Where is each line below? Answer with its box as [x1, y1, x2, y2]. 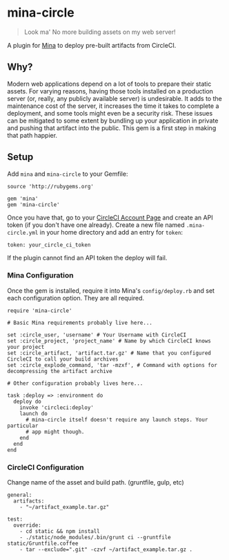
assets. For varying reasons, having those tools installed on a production [7, 87, 214, 95]
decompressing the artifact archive [7, 368, 112, 374]
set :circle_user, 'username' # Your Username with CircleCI [7, 331, 187, 338]
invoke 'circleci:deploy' [19, 404, 94, 411]
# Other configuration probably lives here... [7, 379, 143, 387]
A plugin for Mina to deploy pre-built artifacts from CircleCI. [7, 41, 177, 49]
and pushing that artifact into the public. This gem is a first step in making [7, 123, 217, 132]
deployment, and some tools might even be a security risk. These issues [7, 109, 213, 117]
